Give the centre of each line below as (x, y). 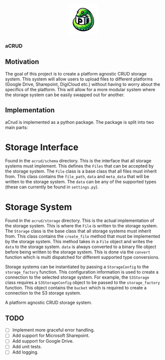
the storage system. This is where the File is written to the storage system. (82, 226)
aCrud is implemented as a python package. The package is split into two (80, 122)
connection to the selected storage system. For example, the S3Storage (77, 277)
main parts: (16, 127)
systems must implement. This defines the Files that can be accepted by (80, 166)
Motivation (22, 62)
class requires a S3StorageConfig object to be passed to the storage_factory (82, 283)
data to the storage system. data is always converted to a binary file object (81, 247)
